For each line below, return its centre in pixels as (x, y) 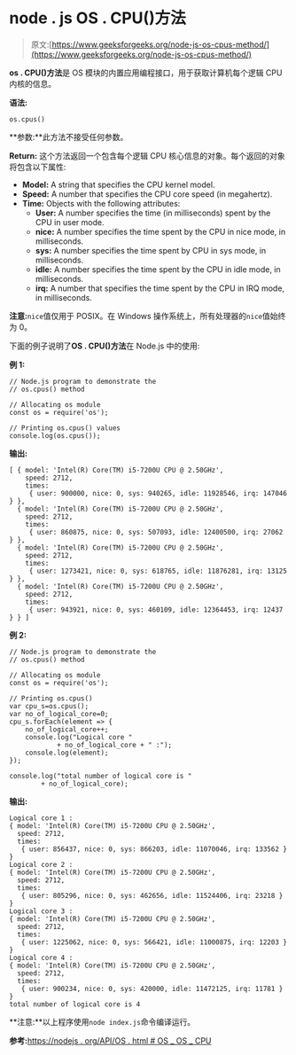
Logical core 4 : (41, 957)
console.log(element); (67, 753)
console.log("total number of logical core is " (101, 776)
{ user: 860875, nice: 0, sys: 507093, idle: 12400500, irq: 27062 (156, 532)
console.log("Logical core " (79, 737)
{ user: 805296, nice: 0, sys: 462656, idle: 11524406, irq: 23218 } (152, 895)
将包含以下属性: (38, 167)
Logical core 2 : (41, 864)
